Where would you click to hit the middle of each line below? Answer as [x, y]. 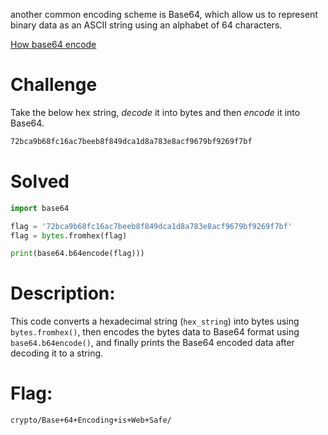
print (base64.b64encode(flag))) [77, 254]
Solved [40, 181]
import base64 [40, 208]
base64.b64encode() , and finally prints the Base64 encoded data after [152, 343]
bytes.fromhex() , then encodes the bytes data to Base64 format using [155, 332]
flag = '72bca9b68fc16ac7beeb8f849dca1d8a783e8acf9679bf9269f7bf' [151, 226]
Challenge [54, 85]
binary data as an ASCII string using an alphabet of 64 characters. [146, 25]
